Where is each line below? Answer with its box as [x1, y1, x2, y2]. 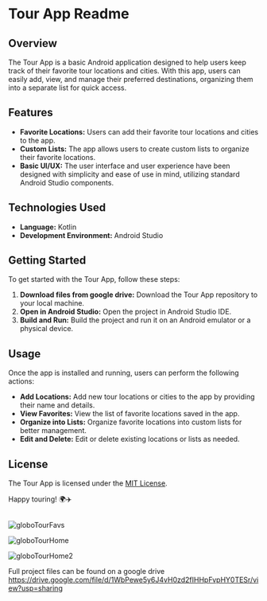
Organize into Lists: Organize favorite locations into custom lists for [19, 417, 242, 427]
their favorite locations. [19, 152, 96, 162]
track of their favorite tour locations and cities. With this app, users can [8, 66, 241, 76]
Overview [8, 37, 58, 50]
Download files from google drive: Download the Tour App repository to [19, 290, 258, 299]
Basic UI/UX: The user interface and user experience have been [19, 161, 230, 170]
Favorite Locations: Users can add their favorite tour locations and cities [19, 127, 259, 136]
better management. [19, 426, 87, 435]
